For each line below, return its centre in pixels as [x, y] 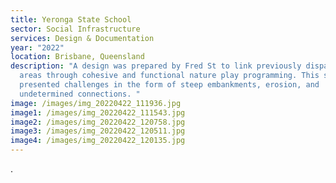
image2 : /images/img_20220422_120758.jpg [98, 122]
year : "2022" [37, 47]
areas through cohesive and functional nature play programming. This [169, 76]
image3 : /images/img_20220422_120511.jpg [98, 131]
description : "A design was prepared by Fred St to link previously [156, 66]
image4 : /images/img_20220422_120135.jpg [98, 141]
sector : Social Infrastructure [75, 29]
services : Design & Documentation [82, 38]
